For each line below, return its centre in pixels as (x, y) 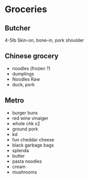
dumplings (23, 74)
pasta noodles (27, 161)
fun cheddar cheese (33, 139)
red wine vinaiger (30, 118)
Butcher (18, 28)
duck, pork (23, 84)
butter (18, 156)
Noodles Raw (26, 79)
